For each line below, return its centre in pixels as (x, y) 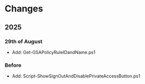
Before (13, 65)
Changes (24, 9)
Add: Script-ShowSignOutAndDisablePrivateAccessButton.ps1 (76, 76)
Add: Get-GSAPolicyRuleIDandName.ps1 (54, 52)
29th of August (24, 41)
